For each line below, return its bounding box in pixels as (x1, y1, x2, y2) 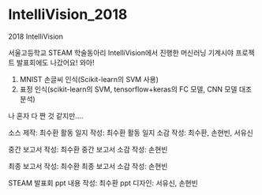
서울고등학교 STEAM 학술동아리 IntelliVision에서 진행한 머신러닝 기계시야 (8, 47, 234, 57)
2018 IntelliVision (8, 32, 63, 41)
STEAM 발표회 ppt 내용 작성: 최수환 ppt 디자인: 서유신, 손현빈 (8, 178, 199, 187)
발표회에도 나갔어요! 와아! (16, 58, 95, 67)
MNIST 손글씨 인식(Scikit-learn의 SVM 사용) (19, 74, 159, 84)
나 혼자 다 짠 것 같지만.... (8, 111, 84, 120)
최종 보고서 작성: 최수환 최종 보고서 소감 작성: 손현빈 (8, 161, 168, 171)
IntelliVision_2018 (8, 6, 128, 24)
